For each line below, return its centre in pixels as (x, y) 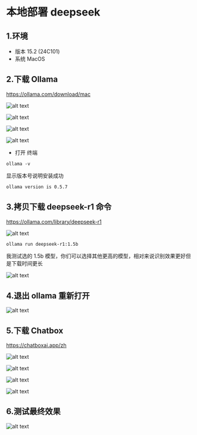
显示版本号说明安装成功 (35, 176)
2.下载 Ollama (32, 79)
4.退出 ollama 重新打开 (48, 295)
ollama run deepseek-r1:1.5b (42, 244)
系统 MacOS (30, 59)
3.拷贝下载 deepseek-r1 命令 (59, 207)
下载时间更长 (27, 264)
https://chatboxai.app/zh (36, 345)
